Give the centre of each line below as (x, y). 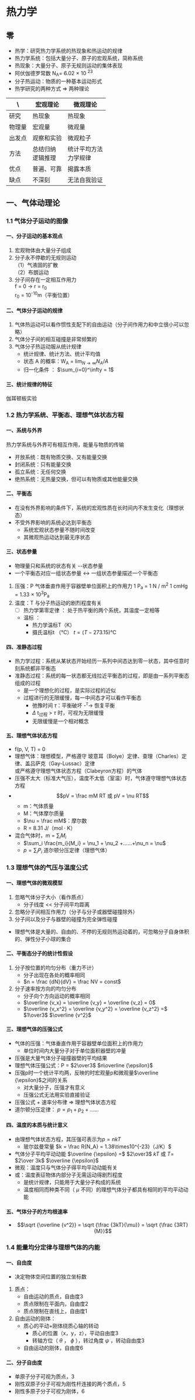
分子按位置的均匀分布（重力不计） (56, 967)
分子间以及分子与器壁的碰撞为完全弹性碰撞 (66, 919)
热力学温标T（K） (53, 625)
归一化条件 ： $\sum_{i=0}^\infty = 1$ (69, 370)
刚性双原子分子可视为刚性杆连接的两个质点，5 (70, 1384)
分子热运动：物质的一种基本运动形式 (58, 81)
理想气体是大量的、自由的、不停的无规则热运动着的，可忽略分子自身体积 (102, 932)
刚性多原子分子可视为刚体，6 (49, 1391)
